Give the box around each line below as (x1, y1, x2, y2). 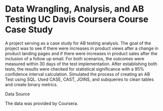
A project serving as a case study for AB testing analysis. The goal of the (5, 40, 151, 46)
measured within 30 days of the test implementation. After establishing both (5, 61, 157, 67)
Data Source (5, 91, 30, 97)
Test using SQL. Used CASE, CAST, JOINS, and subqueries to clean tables (5, 76, 154, 82)
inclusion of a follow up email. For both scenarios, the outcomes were (5, 55, 145, 61)
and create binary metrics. (5, 81, 58, 87)
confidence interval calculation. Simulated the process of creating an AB (5, 71, 150, 77)
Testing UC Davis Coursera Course (5, 14, 149, 25)
